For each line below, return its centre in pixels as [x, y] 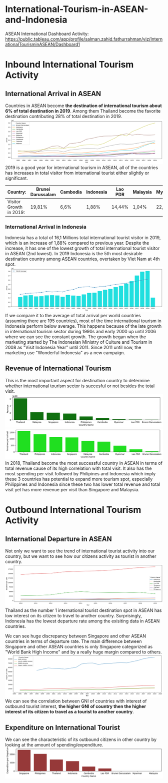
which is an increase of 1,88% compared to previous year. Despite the [77, 243]
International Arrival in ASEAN [53, 94]
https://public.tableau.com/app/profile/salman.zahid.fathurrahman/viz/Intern [84, 39]
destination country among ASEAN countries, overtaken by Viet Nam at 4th [82, 259]
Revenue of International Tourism [58, 368]
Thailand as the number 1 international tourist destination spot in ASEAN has [83, 610]
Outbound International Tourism [73, 510]
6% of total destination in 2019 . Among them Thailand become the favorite [83, 111]
